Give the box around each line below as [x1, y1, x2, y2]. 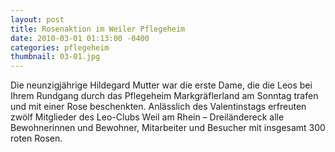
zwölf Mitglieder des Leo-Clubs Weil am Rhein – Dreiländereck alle [10, 111, 285, 123]
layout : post [10, 14, 65, 25]
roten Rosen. [10, 132, 63, 145]
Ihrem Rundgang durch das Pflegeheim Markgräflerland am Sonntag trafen [10, 90, 319, 102]
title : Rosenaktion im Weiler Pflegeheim [10, 24, 186, 34]
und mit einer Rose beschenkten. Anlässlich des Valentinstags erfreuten [10, 101, 307, 113]
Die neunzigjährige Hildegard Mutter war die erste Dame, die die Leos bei [10, 79, 313, 91]
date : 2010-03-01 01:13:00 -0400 [10, 33, 150, 43]
